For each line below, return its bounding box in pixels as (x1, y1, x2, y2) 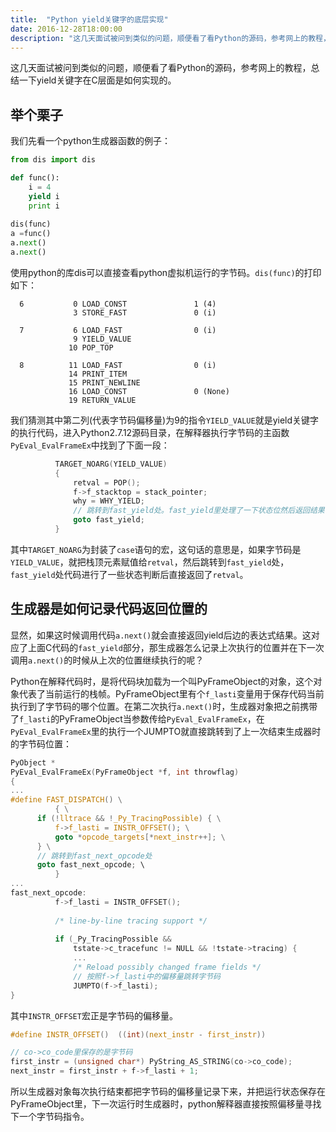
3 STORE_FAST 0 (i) (73, 307, 217, 318)
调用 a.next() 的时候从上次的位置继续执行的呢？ (10, 654, 205, 666)
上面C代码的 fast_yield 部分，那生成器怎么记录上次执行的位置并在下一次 (27, 641, 325, 653)
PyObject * (10, 757, 56, 768)
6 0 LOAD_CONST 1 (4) (19, 299, 217, 309)
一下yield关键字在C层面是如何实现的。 (18, 74, 177, 86)
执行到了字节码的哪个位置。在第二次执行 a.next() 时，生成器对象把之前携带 (10, 700, 318, 712)
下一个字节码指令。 (10, 1111, 90, 1122)
